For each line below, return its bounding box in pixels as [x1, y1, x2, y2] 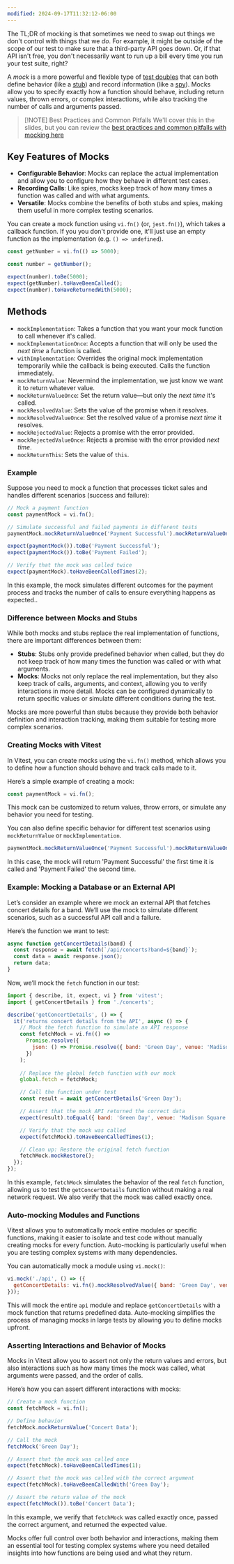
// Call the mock [7, 1436, 58, 1443]
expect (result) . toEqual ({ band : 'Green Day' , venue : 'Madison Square [19, 1114, 226, 1121]
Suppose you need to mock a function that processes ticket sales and [7, 483, 208, 492]
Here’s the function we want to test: [7, 926, 109, 935]
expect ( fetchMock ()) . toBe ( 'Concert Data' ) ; [7, 1500, 136, 1507]
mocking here [24, 131, 64, 139]
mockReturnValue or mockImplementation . [7, 831, 122, 840]
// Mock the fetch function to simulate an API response [19, 1024, 189, 1032]
